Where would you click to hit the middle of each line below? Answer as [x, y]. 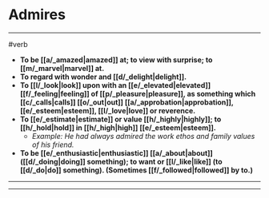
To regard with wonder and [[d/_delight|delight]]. [103, 77]
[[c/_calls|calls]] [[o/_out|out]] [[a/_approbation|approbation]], [126, 102]
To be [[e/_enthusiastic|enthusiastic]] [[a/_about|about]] [116, 152]
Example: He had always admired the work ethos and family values [143, 136]
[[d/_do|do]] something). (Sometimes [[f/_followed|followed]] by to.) [137, 170]
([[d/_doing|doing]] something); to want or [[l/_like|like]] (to [121, 161]
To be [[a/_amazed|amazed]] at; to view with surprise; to [116, 59]
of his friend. [53, 145]
